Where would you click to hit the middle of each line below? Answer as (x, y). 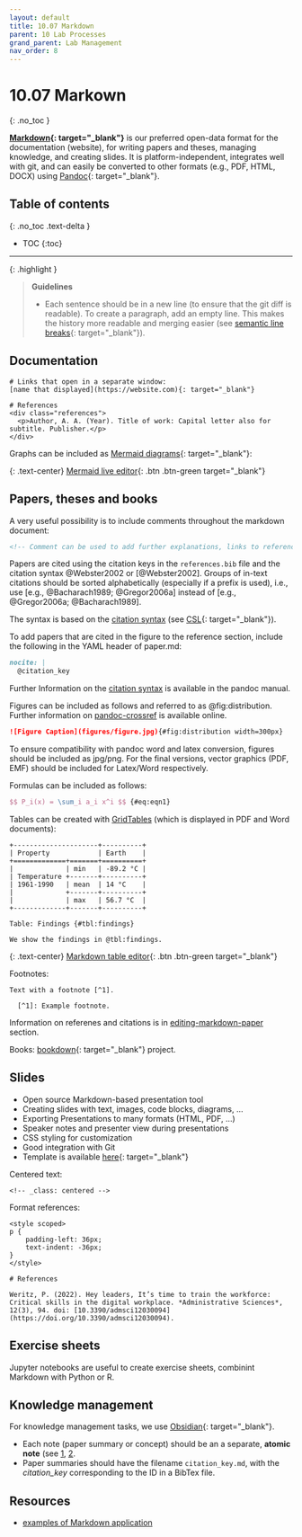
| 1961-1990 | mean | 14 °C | (78, 884)
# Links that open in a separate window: (88, 382)
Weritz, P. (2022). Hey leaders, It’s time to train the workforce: (140, 1294)
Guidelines (52, 286)
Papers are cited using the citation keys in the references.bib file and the (145, 564)
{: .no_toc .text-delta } (50, 226)
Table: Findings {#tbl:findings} (72, 924)
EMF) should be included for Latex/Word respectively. (109, 768)
